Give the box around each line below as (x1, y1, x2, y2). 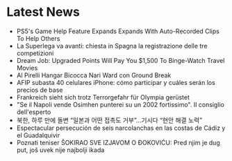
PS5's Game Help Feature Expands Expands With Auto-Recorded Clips (16, 27, 219, 35)
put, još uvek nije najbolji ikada (16, 146, 105, 154)
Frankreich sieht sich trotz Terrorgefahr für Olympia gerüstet (16, 93, 190, 101)
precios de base (16, 86, 63, 94)
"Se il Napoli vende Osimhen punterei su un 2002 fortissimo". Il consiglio (16, 100, 225, 108)
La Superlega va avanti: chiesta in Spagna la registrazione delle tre (16, 41, 208, 50)
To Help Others (16, 34, 60, 42)
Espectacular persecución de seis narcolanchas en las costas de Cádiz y (16, 124, 226, 132)
